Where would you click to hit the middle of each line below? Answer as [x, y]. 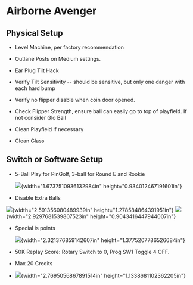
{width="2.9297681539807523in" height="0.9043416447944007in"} [91, 216]
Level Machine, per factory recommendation [69, 47]
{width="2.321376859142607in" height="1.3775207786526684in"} [103, 240]
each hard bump [35, 88]
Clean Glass [29, 141]
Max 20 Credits [34, 263]
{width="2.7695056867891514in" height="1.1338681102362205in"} [103, 275]
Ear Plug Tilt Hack [37, 70]
